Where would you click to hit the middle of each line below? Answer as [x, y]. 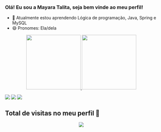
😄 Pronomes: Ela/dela [34, 28]
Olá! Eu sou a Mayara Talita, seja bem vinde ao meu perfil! [74, 7]
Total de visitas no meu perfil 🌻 [52, 113]
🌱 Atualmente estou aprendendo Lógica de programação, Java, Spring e [84, 18]
